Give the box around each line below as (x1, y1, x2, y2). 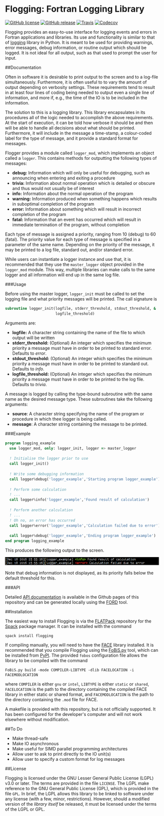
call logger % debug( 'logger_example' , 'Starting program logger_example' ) (9, 476, 161, 482)
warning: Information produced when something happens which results (12, 195, 157, 201)
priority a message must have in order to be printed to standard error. (12, 345, 152, 351)
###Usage (5, 281, 27, 287)
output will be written (12, 335, 55, 341)
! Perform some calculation (9, 487, 67, 492)
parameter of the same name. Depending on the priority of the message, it (5, 241, 155, 247)
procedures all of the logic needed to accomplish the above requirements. (5, 114, 154, 120)
